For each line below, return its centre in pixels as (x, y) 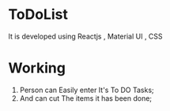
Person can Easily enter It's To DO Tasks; (87, 90)
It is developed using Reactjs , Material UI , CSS (86, 36)
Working (37, 68)
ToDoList (38, 15)
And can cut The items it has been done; (86, 98)
